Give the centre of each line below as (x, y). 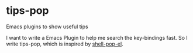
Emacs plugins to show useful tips (47, 26)
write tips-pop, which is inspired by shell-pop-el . (65, 44)
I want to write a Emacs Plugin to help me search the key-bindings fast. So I (97, 37)
